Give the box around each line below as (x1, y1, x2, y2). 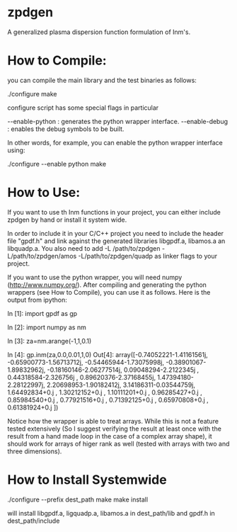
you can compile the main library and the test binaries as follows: (7, 76, 197, 84)
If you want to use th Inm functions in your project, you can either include (7, 208, 221, 216)
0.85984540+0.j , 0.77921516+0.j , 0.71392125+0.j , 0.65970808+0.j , (7, 395, 209, 404)
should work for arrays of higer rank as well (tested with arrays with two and (7, 439, 230, 448)
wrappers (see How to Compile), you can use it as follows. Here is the (7, 288, 211, 296)
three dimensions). (7, 447, 62, 455)
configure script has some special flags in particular (7, 103, 159, 112)
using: (7, 146, 25, 154)
